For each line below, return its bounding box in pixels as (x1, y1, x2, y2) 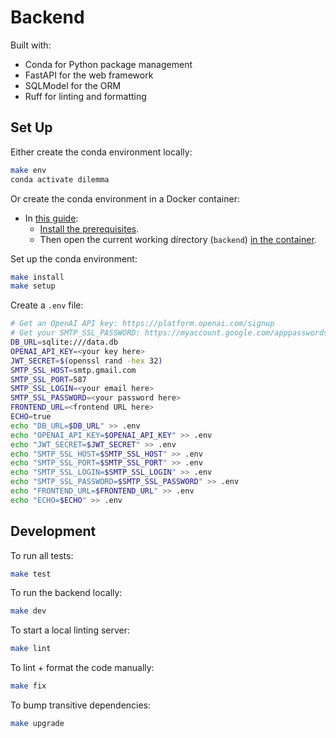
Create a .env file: (10, 299, 84, 311)
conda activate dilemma (10, 174, 110, 185)
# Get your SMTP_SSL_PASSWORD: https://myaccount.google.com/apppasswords (10, 328, 329, 338)
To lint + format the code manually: (10, 662, 155, 674)
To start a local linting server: (10, 624, 131, 636)
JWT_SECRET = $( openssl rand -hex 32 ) (10, 356, 163, 366)
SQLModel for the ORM (24, 79, 122, 91)
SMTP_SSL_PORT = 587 (10, 374, 87, 385)
